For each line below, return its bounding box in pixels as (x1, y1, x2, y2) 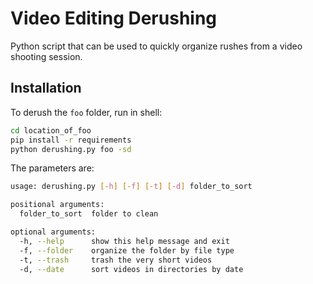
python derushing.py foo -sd (10, 144, 132, 154)
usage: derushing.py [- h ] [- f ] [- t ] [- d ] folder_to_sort (10, 182, 253, 192)
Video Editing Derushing (10, 7, 218, 30)
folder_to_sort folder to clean (19, 209, 159, 219)
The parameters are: (10, 162, 95, 174)
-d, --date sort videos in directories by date (19, 264, 244, 274)
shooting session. (10, 50, 83, 62)
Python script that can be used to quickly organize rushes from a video (10, 40, 303, 52)
